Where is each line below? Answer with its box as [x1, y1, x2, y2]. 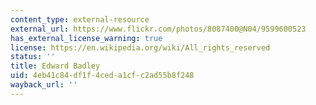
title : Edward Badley [10, 61, 101, 71]
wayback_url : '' [10, 80, 78, 90]
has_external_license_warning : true [10, 33, 163, 43]
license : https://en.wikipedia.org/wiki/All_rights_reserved [10, 42, 271, 53]
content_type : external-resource [10, 14, 150, 25]
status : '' [10, 52, 56, 62]
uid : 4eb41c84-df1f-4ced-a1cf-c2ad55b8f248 [10, 71, 195, 81]
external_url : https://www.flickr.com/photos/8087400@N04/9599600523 [10, 24, 307, 34]
